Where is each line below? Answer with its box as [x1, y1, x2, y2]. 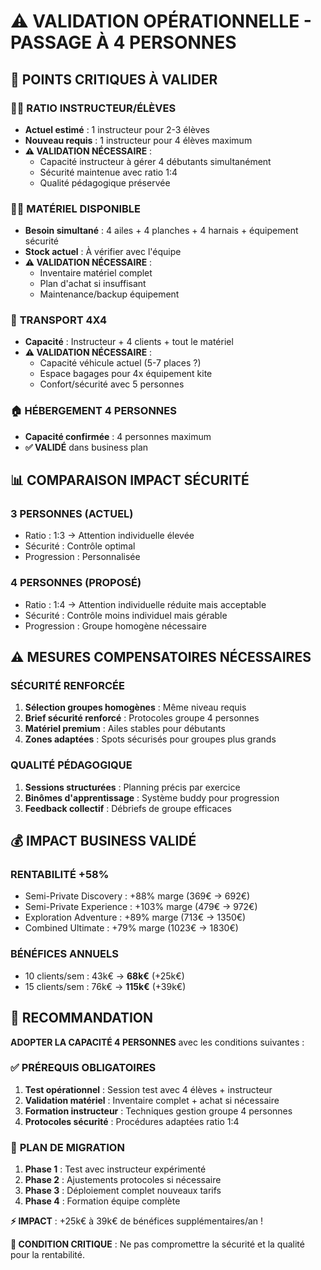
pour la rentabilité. [10, 1249, 86, 1261]
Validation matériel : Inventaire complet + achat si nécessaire [24, 1094, 280, 1106]
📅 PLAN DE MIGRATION [10, 1140, 125, 1154]
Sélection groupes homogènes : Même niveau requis [24, 701, 247, 714]
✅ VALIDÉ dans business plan [24, 441, 149, 453]
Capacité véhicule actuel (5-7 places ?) [39, 357, 202, 369]
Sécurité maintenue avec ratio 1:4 [39, 166, 178, 178]
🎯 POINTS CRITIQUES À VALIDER [10, 71, 218, 88]
